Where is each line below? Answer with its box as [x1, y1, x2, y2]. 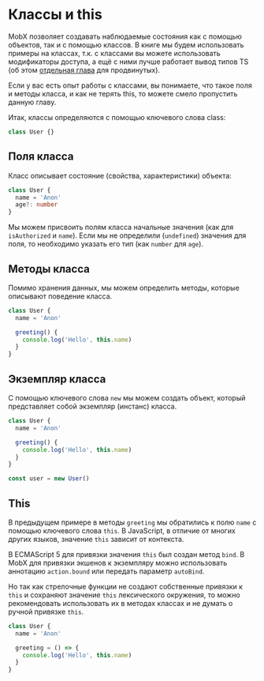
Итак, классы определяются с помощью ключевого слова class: [8, 112, 226, 122]
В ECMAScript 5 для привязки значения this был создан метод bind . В [8, 549, 245, 559]
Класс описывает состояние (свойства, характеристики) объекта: [8, 171, 232, 180]
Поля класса [8, 150, 74, 164]
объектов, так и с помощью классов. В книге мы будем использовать [8, 40, 244, 49]
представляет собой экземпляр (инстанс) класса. [8, 401, 177, 411]
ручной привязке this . [8, 607, 84, 616]
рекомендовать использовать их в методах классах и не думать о [8, 598, 233, 608]
